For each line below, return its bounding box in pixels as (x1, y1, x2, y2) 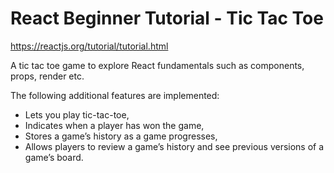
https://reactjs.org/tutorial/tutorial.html (10, 40, 169, 52)
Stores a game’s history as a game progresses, (24, 130, 218, 142)
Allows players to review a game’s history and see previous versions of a (24, 140, 325, 152)
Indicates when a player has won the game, (24, 119, 205, 131)
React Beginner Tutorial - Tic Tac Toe (10, 7, 324, 30)
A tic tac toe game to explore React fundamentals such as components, (10, 59, 305, 71)
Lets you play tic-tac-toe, (24, 108, 130, 121)
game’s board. (24, 151, 84, 163)
